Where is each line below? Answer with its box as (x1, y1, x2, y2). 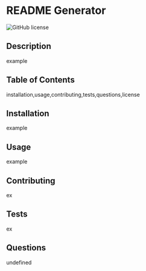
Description (6, 41, 51, 51)
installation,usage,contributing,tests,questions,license (6, 91, 141, 98)
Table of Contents (6, 75, 75, 85)
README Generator (6, 4, 106, 18)
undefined (6, 258, 32, 266)
